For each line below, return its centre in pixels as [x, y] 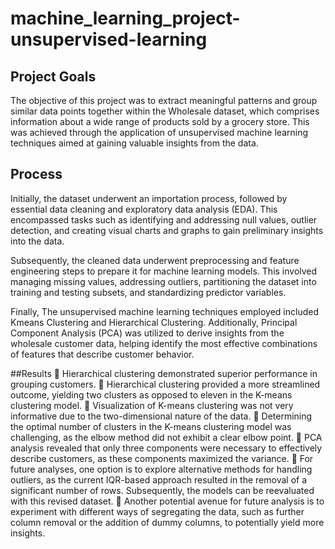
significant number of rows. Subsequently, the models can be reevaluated [162, 490]
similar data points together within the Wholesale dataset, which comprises [165, 111]
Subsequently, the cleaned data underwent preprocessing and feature [155, 260]
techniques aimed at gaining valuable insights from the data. [134, 143]
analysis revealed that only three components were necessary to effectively [166, 448]
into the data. [37, 241]
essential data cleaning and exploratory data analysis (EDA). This [144, 209]
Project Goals [53, 76]
